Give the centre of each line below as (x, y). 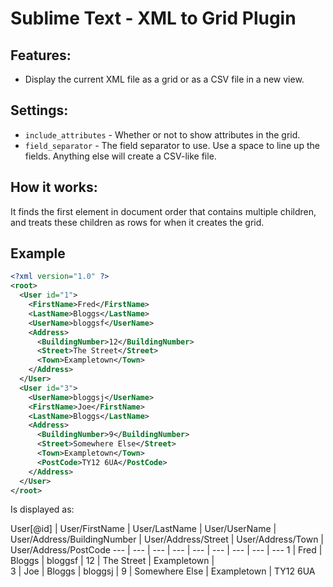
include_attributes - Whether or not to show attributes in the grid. (162, 134)
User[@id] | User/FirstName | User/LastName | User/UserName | (143, 529)
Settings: (39, 110)
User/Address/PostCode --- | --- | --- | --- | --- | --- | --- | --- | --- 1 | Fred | (166, 550)
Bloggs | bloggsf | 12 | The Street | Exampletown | (112, 561)
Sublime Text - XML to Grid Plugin (153, 18)
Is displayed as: (42, 509)
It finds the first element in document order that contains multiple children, (163, 211)
